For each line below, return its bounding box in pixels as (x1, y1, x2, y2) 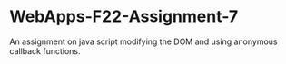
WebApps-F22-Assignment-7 (9, 6, 239, 27)
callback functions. (9, 45, 81, 56)
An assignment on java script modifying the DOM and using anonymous (9, 36, 278, 47)
